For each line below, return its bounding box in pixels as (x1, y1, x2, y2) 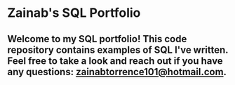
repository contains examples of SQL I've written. (7, 44, 229, 55)
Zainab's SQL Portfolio (7, 5, 141, 21)
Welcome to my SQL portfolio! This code (7, 33, 187, 45)
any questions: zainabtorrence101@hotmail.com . (7, 65, 227, 78)
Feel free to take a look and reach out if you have (7, 55, 223, 67)
